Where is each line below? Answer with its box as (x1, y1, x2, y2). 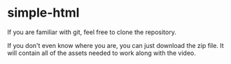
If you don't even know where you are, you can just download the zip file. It (7, 41, 224, 49)
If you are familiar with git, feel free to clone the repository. (7, 28, 176, 36)
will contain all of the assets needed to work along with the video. (7, 49, 196, 57)
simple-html (7, 5, 80, 21)
